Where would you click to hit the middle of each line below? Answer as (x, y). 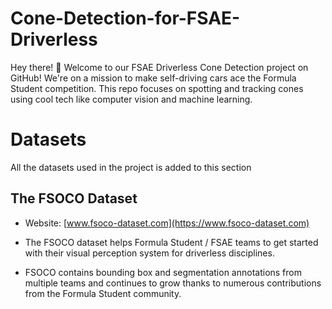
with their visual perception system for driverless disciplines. (149, 253)
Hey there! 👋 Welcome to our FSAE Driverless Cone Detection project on (159, 67)
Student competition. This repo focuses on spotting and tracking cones (157, 88)
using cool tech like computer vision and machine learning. (131, 99)
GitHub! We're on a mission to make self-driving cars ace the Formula (153, 78)
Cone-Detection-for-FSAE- (125, 18)
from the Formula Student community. (103, 293)
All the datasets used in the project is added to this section (131, 167)
